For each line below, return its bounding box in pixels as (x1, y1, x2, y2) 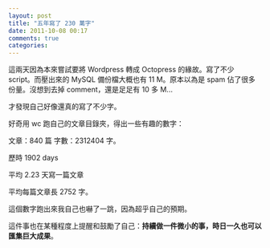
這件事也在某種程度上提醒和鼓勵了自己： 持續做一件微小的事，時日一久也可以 (8, 222, 262, 231)
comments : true (8, 34, 59, 43)
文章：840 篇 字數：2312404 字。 (8, 136, 121, 145)
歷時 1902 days (8, 153, 59, 163)
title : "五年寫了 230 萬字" (8, 19, 95, 27)
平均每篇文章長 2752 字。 (8, 187, 93, 197)
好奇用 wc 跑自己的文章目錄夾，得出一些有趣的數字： (8, 119, 185, 128)
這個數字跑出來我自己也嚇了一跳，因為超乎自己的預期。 (8, 204, 191, 213)
